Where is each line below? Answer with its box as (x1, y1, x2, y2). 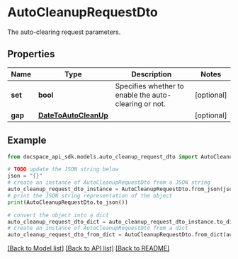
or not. (144, 98, 166, 108)
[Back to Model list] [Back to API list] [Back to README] (7, 244, 170, 253)
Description (131, 69, 172, 79)
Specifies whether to (115, 81, 184, 91)
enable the (115, 90, 151, 100)
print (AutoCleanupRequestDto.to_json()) (7, 199, 129, 206)
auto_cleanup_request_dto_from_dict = (7, 231, 122, 238)
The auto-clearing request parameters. (7, 28, 121, 36)
